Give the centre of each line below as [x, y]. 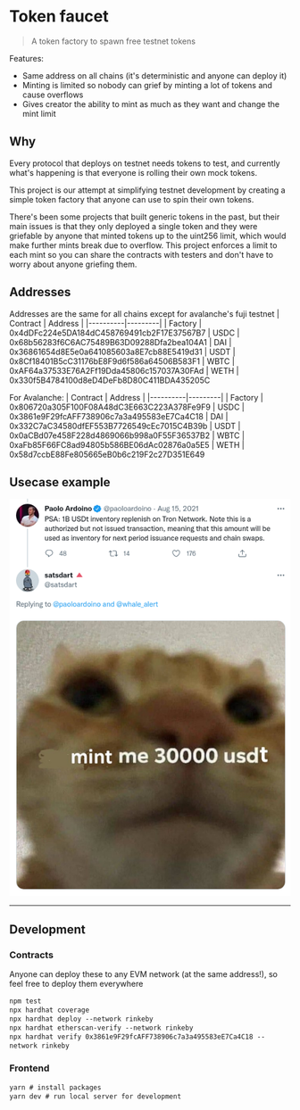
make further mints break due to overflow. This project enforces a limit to [143, 245]
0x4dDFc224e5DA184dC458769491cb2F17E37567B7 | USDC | [125, 333]
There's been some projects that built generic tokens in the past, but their [145, 217]
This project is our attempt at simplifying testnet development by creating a [147, 190]
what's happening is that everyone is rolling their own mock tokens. [133, 172]
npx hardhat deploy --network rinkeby [81, 1019]
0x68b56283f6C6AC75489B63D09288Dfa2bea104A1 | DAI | [121, 342]
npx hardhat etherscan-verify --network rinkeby [101, 1028]
